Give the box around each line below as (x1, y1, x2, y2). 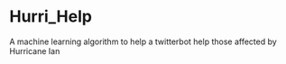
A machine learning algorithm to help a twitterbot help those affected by (9, 36, 277, 47)
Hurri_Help (9, 6, 93, 27)
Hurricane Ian (9, 45, 60, 56)
